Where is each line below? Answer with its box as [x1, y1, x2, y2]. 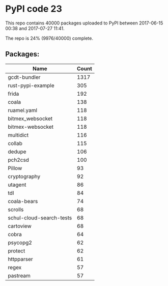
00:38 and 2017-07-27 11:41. [5, 25, 65, 31]
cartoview [8, 222, 32, 230]
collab [8, 139, 23, 147]
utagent [8, 181, 26, 188]
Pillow [8, 164, 22, 171]
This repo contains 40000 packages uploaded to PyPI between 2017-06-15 [5, 20, 163, 26]
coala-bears [8, 197, 38, 205]
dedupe [8, 148, 26, 155]
